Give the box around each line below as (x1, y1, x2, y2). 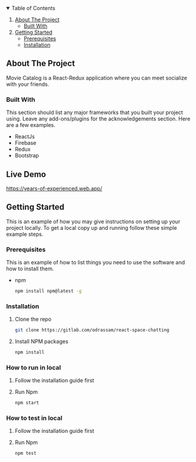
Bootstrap (14, 152, 39, 159)
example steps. (6, 230, 43, 238)
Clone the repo (14, 316, 52, 323)
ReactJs (14, 133, 35, 140)
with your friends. (6, 80, 49, 87)
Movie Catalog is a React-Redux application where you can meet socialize (6, 74, 188, 81)
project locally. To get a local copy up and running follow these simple (6, 224, 177, 231)
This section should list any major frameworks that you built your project (6, 109, 183, 116)
